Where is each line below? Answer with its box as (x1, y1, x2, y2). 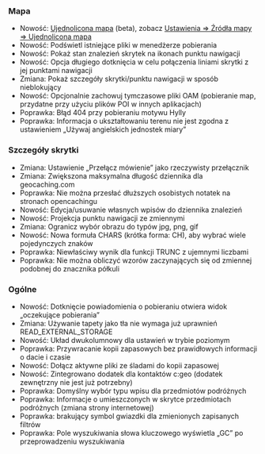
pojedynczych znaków (19, 238, 93, 248)
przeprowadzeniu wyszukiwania (19, 437, 125, 446)
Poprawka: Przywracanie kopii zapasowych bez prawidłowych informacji (19, 344, 258, 353)
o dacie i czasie (19, 352, 71, 362)
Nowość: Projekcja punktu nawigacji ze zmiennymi (19, 213, 185, 223)
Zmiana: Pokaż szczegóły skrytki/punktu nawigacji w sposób (19, 74, 219, 84)
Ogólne (8, 283, 37, 294)
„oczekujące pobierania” (19, 310, 100, 319)
